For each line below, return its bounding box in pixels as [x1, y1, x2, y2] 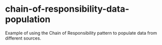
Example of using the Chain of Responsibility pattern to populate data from [5, 30, 157, 36]
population [5, 14, 51, 25]
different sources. [5, 35, 41, 41]
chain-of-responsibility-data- [5, 3, 129, 15]
